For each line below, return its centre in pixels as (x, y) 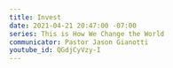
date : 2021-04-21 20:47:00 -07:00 (73, 26)
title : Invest (35, 17)
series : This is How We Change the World (87, 34)
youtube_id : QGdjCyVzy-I (55, 50)
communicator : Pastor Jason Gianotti (79, 42)
